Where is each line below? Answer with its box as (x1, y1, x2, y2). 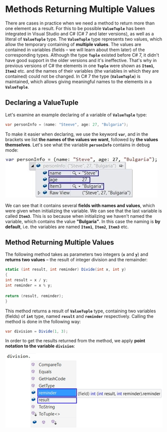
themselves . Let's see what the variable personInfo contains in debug (5, 142, 150, 148)
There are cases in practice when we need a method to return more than (5, 20, 155, 26)
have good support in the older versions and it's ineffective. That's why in (5, 57, 157, 63)
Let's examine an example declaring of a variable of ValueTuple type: (5, 112, 147, 118)
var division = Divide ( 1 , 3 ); (5, 329, 68, 334)
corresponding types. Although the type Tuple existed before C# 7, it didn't (5, 52, 159, 58)
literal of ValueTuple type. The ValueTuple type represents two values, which (5, 36, 162, 42)
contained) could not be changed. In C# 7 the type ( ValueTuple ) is (5, 73, 141, 79)
